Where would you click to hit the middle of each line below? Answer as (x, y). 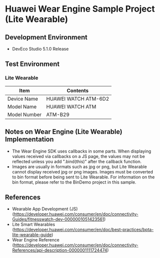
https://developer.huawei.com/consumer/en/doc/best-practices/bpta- (84, 230)
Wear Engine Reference (36, 240)
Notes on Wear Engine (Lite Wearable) (64, 132)
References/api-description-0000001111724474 (60, 250)
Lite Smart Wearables (33, 224)
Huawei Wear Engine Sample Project (80, 9)
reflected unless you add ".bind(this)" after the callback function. (77, 161)
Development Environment (46, 37)
